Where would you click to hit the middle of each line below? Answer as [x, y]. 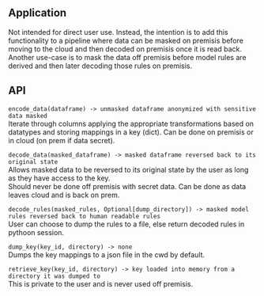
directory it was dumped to [55, 276]
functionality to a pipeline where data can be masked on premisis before [126, 40]
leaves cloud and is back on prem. [64, 195]
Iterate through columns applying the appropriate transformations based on [131, 123]
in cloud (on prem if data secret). [62, 140]
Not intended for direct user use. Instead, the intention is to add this [118, 32]
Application [38, 13]
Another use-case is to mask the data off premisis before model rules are [127, 57]
